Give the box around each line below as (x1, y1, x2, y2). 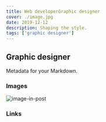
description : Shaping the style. (6, 25, 87, 31)
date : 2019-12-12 (6, 19, 48, 25)
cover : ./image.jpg (6, 14, 54, 20)
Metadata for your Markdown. (6, 67, 77, 74)
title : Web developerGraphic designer (6, 8, 100, 15)
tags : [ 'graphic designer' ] (6, 30, 75, 36)
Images (6, 82, 28, 90)
